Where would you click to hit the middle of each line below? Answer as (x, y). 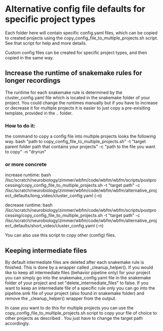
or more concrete (26, 164)
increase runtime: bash (28, 175)
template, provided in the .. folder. (39, 113)
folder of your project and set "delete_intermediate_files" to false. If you (77, 283)
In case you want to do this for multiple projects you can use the (69, 308)
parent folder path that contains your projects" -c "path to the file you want (80, 147)
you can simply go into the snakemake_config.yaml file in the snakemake (78, 278)
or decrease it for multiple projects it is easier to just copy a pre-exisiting (78, 108)
